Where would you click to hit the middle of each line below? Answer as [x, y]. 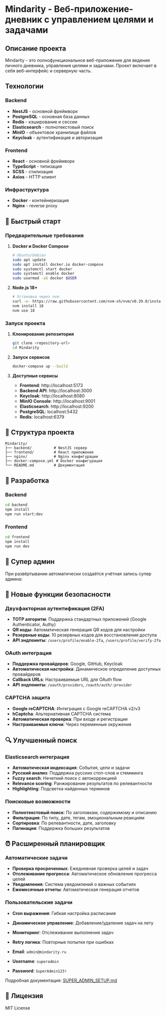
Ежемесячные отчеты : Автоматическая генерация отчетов [76, 890]
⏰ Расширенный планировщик [55, 844]
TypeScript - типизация [37, 166]
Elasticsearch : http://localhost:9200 [57, 406]
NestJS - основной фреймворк [45, 111]
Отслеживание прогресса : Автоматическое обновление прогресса [84, 874]
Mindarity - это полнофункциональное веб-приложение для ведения [78, 60]
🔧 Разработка [27, 480]
